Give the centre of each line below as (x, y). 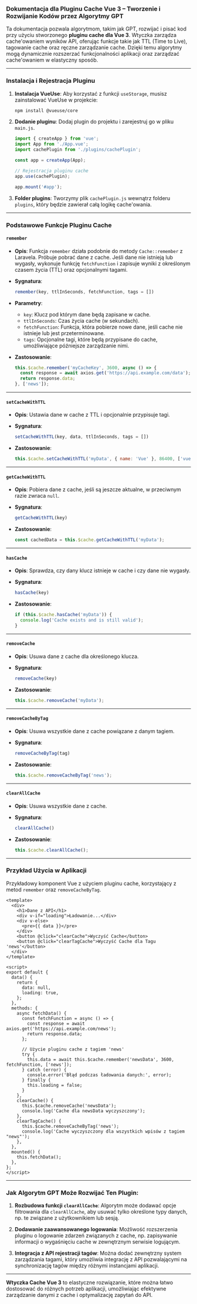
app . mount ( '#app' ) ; (38, 187)
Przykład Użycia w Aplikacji (46, 870)
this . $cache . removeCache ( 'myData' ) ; (59, 700)
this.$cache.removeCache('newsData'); (69, 1106)
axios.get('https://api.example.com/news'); (61, 1029)
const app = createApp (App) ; (50, 160)
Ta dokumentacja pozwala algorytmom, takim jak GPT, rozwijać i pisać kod (96, 29)
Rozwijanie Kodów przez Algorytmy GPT (65, 16)
